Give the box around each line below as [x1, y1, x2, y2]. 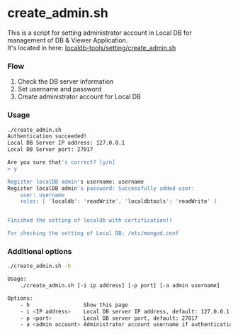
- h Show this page [20, 301, 129, 308]
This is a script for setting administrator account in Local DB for [7, 28, 193, 37]
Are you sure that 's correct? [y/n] [7, 159, 115, 166]
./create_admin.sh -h [7, 262, 72, 270]
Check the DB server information [17, 77, 114, 86]
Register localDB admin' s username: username [7, 178, 144, 185]
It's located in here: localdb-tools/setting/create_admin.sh [7, 43, 176, 52]
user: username [20, 191, 65, 199]
